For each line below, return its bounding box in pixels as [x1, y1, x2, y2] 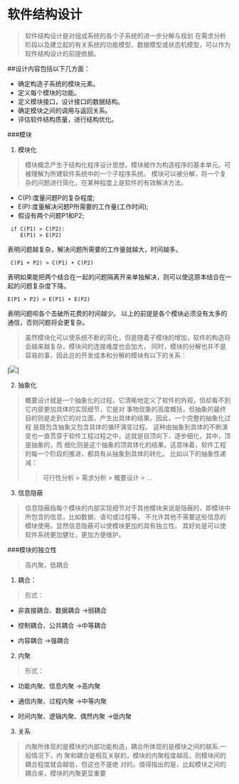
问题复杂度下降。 [19, 281, 70, 290]
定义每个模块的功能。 [17, 88, 80, 97]
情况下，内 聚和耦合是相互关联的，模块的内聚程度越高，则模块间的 [31, 751, 226, 759]
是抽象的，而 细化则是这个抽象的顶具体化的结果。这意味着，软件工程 [24, 440, 226, 449]
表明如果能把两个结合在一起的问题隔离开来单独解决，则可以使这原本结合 [7, 272, 219, 281]
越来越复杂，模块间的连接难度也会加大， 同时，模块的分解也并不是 [31, 342, 226, 350]
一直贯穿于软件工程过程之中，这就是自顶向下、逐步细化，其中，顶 [37, 432, 231, 440]
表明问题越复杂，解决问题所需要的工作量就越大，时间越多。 [7, 245, 182, 254]
